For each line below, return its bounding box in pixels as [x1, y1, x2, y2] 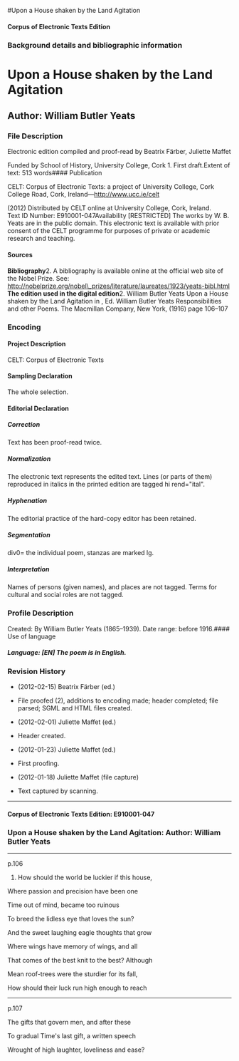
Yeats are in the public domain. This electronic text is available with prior [7, 219, 220, 227]
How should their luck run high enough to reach [7, 983, 147, 992]
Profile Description [7, 609, 74, 619]
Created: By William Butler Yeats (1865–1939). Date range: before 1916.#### [7, 624, 230, 633]
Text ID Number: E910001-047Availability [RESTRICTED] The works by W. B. [7, 212, 230, 220]
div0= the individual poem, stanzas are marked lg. [7, 549, 154, 557]
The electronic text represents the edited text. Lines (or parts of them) [7, 472, 213, 481]
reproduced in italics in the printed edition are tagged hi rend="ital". [7, 480, 205, 489]
